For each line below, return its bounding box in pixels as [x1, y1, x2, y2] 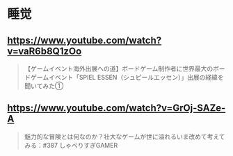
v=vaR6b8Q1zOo [7, 45, 82, 57]
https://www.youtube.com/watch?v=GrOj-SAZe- [7, 102, 226, 114]
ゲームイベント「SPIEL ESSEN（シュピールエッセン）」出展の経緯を [30, 73, 224, 81]
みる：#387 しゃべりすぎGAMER [24, 141, 118, 149]
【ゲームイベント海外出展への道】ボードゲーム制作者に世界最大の [24, 64, 214, 73]
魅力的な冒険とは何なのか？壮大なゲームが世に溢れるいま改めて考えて [24, 132, 225, 141]
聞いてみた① [24, 82, 64, 90]
